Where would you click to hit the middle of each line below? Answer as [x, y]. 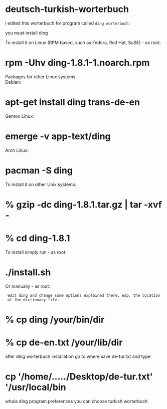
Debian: [13, 82]
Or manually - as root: [28, 286]
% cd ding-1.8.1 [38, 238]
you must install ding [27, 33]
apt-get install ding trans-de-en [73, 103]
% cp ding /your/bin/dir [55, 320]
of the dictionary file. [33, 300]
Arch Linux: [17, 150]
